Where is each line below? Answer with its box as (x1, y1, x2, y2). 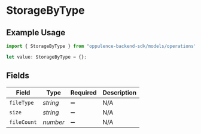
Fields (6, 71, 30, 81)
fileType (9, 99, 34, 106)
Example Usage (6, 28, 66, 38)
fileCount (9, 118, 37, 126)
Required (70, 88, 97, 96)
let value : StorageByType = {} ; (6, 54, 87, 60)
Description (102, 88, 137, 96)
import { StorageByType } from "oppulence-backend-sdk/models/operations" (6, 43, 197, 49)
